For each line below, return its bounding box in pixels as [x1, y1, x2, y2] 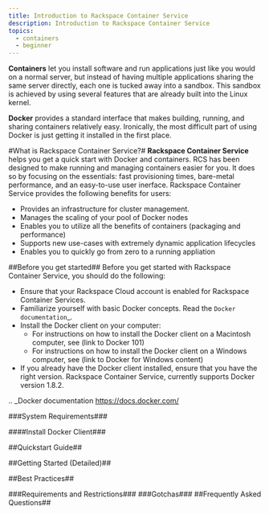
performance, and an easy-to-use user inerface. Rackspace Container [8, 180, 241, 190]
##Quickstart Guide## [8, 443, 83, 452]
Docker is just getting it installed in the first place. [8, 130, 172, 141]
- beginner [15, 42, 52, 50]
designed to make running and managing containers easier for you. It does [8, 163, 255, 173]
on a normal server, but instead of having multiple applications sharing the [8, 72, 255, 82]
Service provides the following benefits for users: [8, 189, 172, 198]
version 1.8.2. [19, 381, 64, 390]
